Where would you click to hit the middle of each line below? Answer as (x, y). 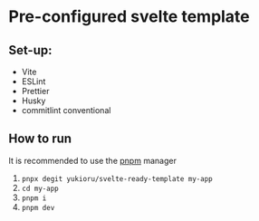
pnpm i (34, 198)
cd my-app (40, 188)
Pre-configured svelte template (129, 17)
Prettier (35, 91)
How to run (40, 139)
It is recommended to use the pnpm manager (93, 160)
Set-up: (30, 50)
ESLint (34, 82)
